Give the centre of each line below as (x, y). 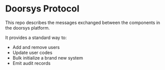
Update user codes (32, 52)
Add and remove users (36, 47)
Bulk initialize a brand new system (48, 57)
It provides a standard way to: (36, 37)
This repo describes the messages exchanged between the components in (83, 22)
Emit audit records (31, 63)
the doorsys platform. (28, 27)
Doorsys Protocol (42, 9)
